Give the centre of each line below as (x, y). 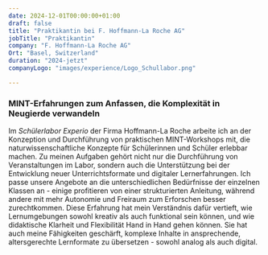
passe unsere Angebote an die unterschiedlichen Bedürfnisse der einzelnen (134, 183)
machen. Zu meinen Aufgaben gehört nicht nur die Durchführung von (124, 157)
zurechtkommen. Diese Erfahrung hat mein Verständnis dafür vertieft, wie (130, 208)
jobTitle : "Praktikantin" (52, 38)
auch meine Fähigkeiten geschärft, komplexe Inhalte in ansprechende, (125, 233)
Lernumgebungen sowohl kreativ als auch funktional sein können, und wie (132, 216)
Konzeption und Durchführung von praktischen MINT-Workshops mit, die (130, 140)
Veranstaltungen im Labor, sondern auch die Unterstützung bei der (119, 165)
